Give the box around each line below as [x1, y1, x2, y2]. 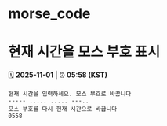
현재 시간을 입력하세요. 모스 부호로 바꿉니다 [8, 90, 132, 98]
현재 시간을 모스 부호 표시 [8, 43, 161, 61]
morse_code [8, 5, 91, 23]
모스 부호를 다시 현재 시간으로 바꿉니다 [8, 106, 118, 113]
